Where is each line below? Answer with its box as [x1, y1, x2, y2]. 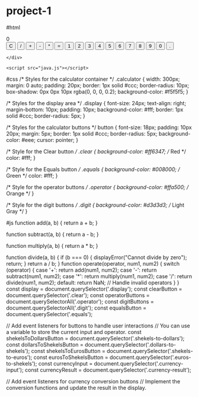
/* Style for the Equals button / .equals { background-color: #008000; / [6, 165, 180, 173]
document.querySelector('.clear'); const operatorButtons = [6, 291, 150, 298]
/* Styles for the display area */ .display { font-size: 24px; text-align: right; [6, 99, 187, 106]
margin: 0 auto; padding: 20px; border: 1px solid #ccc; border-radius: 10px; [6, 81, 190, 89]
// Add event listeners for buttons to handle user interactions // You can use [6, 322, 191, 329]
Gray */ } [6, 207, 28, 215]
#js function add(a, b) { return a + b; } [6, 219, 98, 226]
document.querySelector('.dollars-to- [85, 341, 177, 348]
